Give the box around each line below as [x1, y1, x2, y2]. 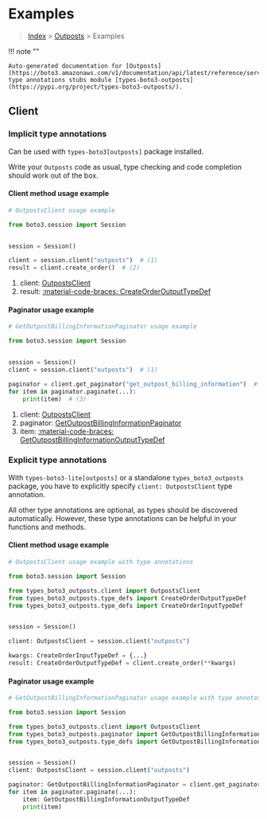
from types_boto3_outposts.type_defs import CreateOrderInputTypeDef [8, 602, 244, 609]
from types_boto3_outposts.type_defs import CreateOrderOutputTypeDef [8, 594, 247, 602]
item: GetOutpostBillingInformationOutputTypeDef [22, 795, 191, 803]
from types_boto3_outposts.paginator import [8, 730, 158, 738]
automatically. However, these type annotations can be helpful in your [8, 513, 237, 523]
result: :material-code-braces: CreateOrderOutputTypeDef [19, 287, 211, 296]
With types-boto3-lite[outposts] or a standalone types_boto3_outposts [8, 472, 244, 482]
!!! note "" [8, 46, 40, 56]
